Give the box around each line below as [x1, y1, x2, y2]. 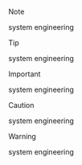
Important [8, 69, 41, 79]
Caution [8, 101, 35, 109]
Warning [8, 132, 36, 141]
